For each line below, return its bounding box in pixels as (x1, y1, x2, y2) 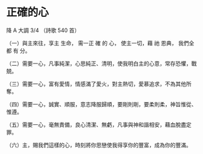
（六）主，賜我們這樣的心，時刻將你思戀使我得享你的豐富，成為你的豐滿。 (6, 141, 192, 149)
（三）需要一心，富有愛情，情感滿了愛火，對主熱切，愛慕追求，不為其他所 (6, 80, 192, 88)
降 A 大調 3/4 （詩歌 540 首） (6, 27, 80, 34)
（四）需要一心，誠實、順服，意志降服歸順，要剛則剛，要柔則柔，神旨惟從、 (6, 100, 197, 107)
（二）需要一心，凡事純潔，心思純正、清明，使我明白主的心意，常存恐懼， (6, 60, 192, 67)
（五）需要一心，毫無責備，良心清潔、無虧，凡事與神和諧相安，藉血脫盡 (6, 121, 186, 128)
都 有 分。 (6, 47, 31, 54)
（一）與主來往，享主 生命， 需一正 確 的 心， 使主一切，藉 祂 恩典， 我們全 (6, 39, 195, 47)
